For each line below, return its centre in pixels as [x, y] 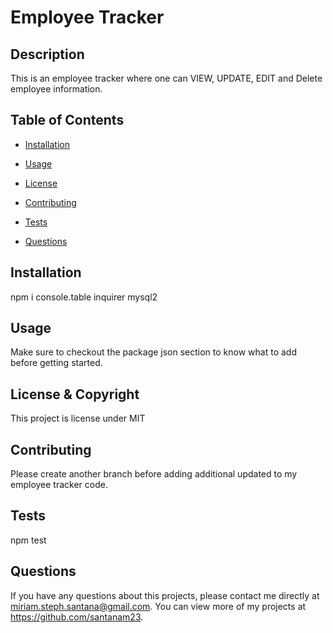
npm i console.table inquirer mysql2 [84, 297]
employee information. [56, 89]
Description [47, 54]
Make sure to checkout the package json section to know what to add [153, 352]
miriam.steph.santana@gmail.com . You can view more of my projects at [158, 606]
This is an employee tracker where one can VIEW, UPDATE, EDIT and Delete [166, 78]
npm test [28, 540]
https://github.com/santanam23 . [77, 617]
